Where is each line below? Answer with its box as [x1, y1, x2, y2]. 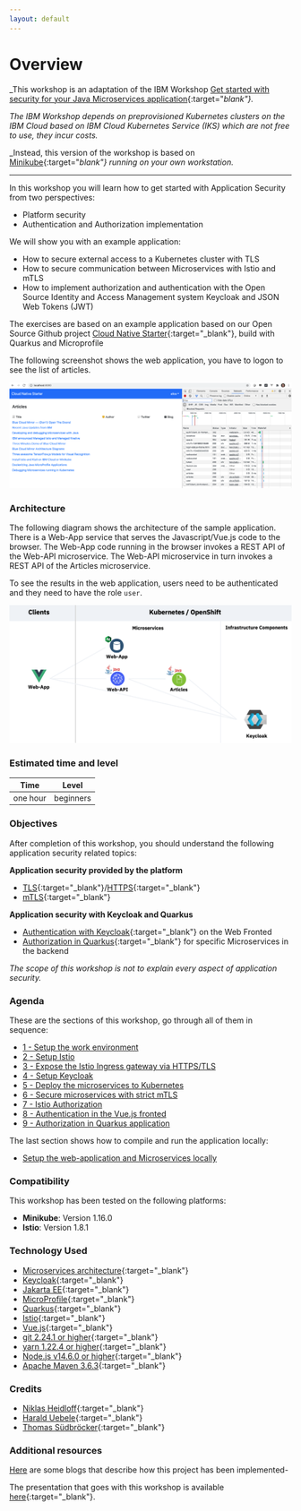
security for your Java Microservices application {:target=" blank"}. [9, 93, 254, 104]
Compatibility [9, 1175, 70, 1187]
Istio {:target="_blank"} [21, 1312, 106, 1323]
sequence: [9, 1025, 49, 1035]
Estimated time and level [9, 757, 119, 769]
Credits [9, 1382, 42, 1395]
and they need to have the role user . [9, 588, 143, 598]
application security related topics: [9, 847, 137, 858]
